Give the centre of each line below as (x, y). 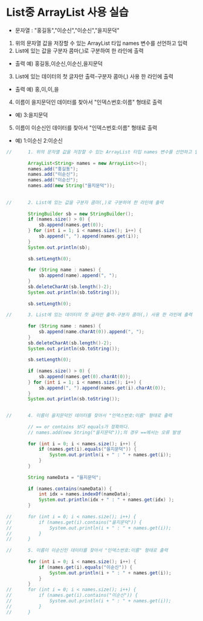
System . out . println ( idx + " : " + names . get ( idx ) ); (106, 500)
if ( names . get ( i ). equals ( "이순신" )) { (85, 567)
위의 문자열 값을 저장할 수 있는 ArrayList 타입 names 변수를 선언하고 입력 (101, 43)
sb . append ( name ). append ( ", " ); (78, 275)
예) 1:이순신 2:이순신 (39, 140)
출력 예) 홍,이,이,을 (37, 89)
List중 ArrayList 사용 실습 (67, 12)
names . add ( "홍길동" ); (53, 169)
